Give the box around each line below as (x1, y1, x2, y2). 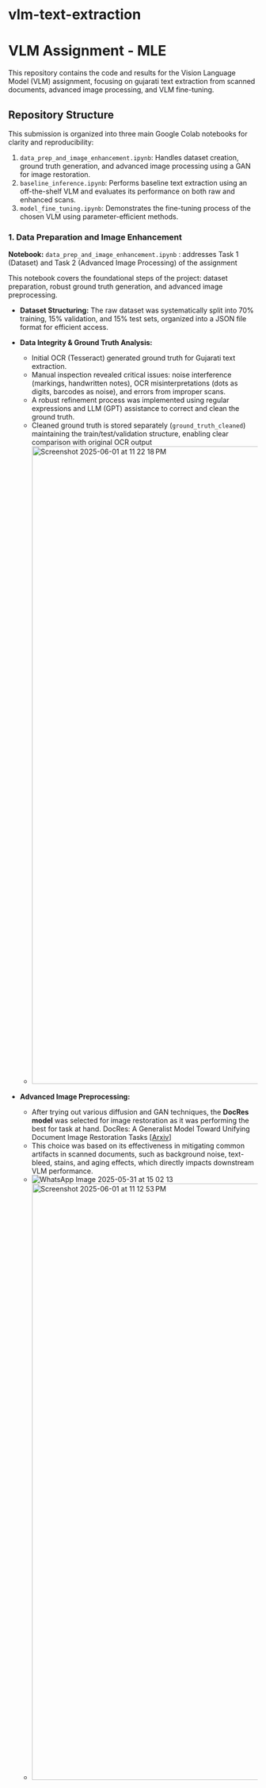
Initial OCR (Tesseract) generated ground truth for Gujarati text (31, 353, 236, 363)
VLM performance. (31, 1166, 93, 1176)
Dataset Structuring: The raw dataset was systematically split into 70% (19, 305, 255, 315)
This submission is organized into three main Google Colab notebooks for (8, 129, 248, 138)
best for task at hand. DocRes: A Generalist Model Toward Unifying (31, 1124, 251, 1134)
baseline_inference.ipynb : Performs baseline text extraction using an (19, 178, 248, 187)
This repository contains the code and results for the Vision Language (8, 68, 236, 78)
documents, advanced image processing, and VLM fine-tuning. (8, 85, 215, 94)
